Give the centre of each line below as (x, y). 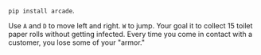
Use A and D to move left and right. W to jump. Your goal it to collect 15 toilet (130, 26)
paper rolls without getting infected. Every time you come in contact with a (130, 34)
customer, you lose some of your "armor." (77, 42)
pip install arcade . (41, 11)
